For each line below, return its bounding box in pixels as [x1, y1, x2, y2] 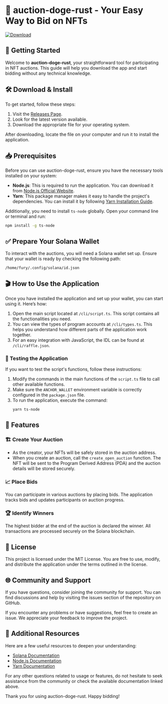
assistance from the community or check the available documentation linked [5, 678, 163, 684]
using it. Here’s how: [5, 301, 48, 307]
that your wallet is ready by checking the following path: [5, 256, 121, 262]
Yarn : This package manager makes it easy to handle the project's [12, 193, 150, 199]
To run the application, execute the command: [12, 397, 108, 403]
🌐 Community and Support [5, 576, 91, 584]
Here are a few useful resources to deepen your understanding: [5, 642, 137, 648]
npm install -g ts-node [5, 223, 55, 228]
